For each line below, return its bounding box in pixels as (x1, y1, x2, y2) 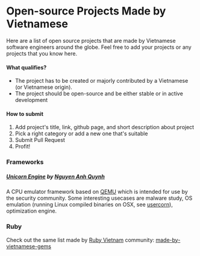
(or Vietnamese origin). (14, 83, 72, 91)
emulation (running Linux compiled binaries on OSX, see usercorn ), (6, 201, 173, 208)
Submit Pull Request (14, 136, 65, 144)
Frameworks (6, 158, 44, 167)
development (14, 97, 48, 104)
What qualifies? (6, 63, 47, 71)
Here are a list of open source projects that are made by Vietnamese (6, 37, 176, 44)
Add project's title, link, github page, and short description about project (14, 124, 195, 131)
